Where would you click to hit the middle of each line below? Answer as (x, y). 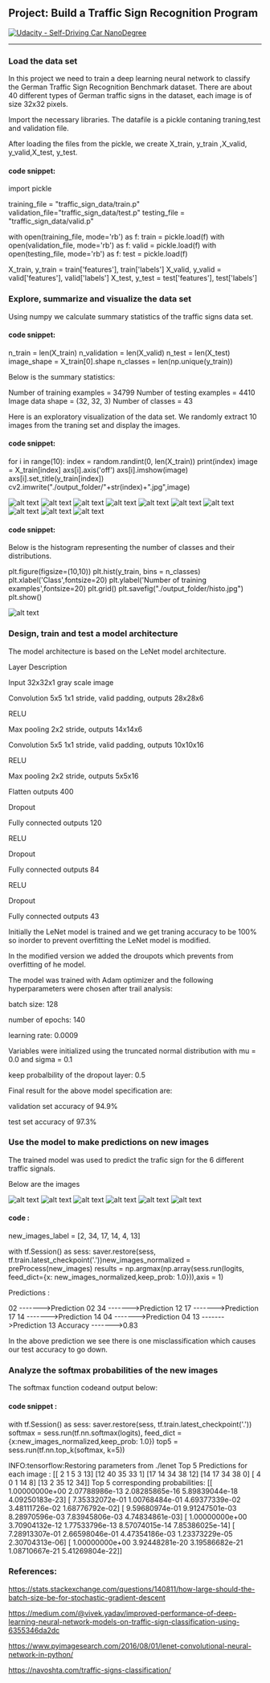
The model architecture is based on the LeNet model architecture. (117, 651)
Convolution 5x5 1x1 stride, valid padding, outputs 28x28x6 (106, 698)
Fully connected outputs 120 (55, 823)
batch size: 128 (33, 1004)
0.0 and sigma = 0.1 (41, 1059)
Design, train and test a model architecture (93, 634)
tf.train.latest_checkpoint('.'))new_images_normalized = (100, 1260)
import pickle (30, 189)
